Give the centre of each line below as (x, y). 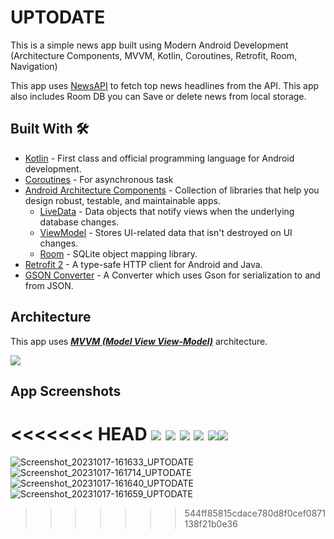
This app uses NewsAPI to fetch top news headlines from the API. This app (165, 85)
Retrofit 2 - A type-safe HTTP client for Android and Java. (143, 264)
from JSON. (49, 285)
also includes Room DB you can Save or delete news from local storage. (158, 96)
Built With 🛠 (50, 129)
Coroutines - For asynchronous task (99, 179)
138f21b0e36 (211, 523)
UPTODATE (58, 17)
